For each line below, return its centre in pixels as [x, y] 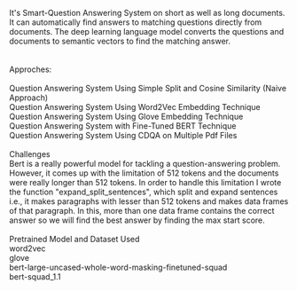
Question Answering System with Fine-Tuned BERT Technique [123, 126]
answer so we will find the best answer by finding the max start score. [137, 220]
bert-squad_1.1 [35, 277]
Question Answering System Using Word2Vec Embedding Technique [135, 107]
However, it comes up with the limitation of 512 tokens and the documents [144, 173]
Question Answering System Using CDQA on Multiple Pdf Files [123, 135]
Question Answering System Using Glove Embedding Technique [126, 116]
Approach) [29, 98]
